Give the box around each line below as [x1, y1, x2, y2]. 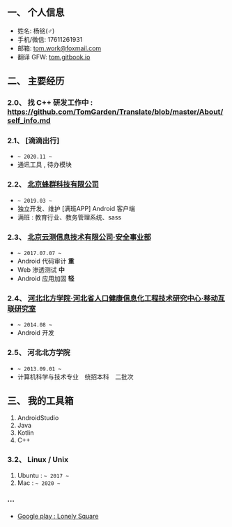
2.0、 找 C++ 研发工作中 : [7, 98, 93, 108]
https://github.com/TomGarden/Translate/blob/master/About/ [7, 107, 224, 117]
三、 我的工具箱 [7, 395, 74, 407]
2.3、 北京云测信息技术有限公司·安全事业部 [7, 232, 151, 242]
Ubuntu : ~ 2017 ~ [17, 471, 70, 479]
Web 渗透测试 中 [17, 266, 65, 274]
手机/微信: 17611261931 [17, 35, 83, 43]
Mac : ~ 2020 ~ [17, 478, 61, 487]
